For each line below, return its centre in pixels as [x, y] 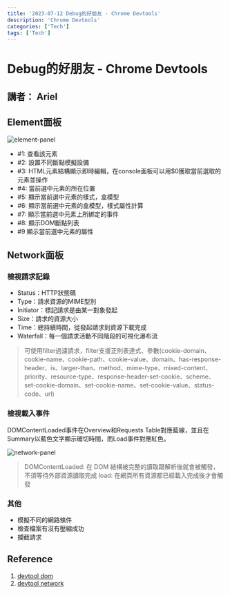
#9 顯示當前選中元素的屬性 [55, 231]
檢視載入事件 [29, 414]
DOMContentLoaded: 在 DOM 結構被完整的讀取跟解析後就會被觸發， [122, 466]
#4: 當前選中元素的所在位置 [56, 188]
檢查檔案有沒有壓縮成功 [50, 528]
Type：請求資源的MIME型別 [57, 302]
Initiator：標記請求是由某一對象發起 [67, 310]
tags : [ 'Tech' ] [29, 33]
